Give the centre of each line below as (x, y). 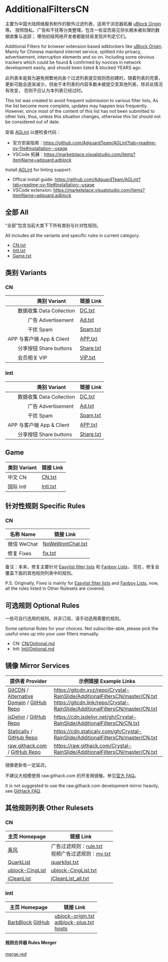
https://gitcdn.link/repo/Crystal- (91, 702)
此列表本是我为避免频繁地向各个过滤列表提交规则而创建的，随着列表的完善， (84, 78)
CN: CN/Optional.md (33, 644)
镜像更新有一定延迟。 (27, 765)
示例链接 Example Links (107, 681)
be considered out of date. (32, 122)
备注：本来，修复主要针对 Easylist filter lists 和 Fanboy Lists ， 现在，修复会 (82, 567)
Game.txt (22, 256)
